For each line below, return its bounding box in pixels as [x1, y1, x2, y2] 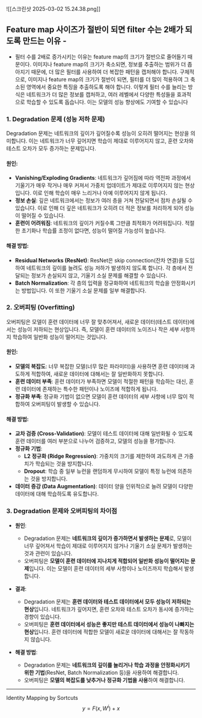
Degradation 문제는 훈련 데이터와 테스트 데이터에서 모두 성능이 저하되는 [23, 598, 191, 605]
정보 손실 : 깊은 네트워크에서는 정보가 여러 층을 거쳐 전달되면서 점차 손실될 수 [14, 197, 193, 204]
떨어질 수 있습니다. [21, 212, 65, 219]
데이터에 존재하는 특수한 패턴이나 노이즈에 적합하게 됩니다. [21, 386, 158, 393]
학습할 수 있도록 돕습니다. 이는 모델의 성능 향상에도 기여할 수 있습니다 [26, 98, 188, 106]
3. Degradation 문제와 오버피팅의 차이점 [6, 507, 117, 515]
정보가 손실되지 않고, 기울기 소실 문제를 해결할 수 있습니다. [31, 272, 167, 279]
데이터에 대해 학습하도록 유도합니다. [14, 491, 99, 498]
